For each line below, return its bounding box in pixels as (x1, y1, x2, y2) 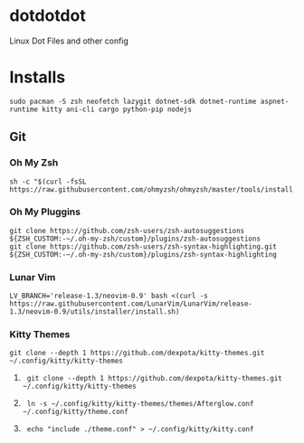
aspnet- (260, 97, 290, 106)
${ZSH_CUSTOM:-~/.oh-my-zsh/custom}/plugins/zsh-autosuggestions (9, 234, 261, 243)
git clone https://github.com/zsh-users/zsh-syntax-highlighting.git (9, 241, 278, 251)
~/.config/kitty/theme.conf (22, 408, 128, 417)
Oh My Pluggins (9, 205, 81, 218)
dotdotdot (9, 5, 86, 26)
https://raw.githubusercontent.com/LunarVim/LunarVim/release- (9, 299, 253, 308)
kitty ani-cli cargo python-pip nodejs (42, 105, 193, 114)
